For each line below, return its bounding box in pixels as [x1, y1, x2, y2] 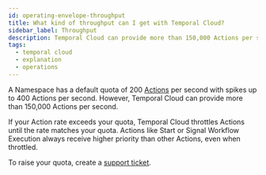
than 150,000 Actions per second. [8, 101, 119, 111]
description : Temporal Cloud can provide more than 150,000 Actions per [8, 33, 253, 42]
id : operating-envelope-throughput [8, 11, 126, 20]
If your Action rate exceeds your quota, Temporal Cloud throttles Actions [8, 116, 245, 127]
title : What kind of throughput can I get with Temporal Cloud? [8, 19, 225, 27]
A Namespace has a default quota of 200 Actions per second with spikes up [8, 85, 257, 94]
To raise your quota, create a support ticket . [8, 158, 152, 167]
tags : [8, 41, 26, 49]
